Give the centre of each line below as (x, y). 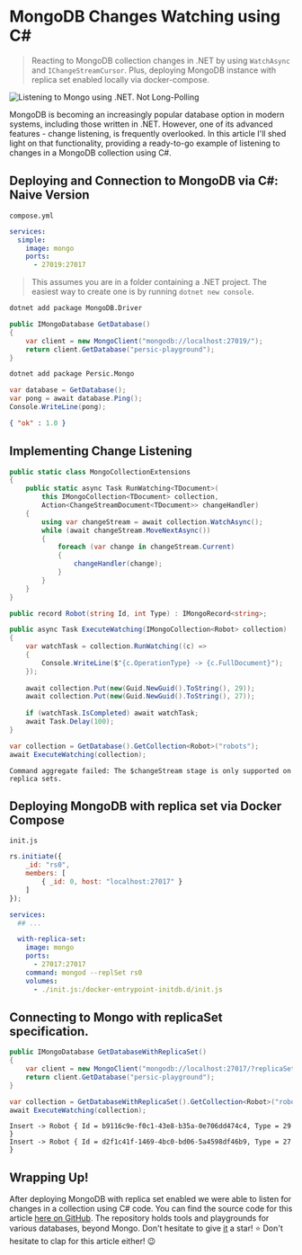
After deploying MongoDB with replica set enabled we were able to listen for (151, 1199)
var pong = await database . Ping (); (76, 399)
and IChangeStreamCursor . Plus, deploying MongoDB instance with (154, 70)
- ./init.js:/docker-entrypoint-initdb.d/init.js (128, 989)
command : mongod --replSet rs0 (84, 973)
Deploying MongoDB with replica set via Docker (146, 806)
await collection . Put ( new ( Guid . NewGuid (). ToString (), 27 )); (140, 697)
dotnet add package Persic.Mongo (72, 374)
